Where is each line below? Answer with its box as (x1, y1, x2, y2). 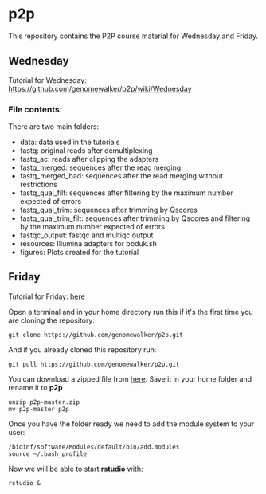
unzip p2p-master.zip (8, 398, 80, 406)
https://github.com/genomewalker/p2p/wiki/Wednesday (8, 84, 193, 93)
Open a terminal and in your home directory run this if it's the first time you (8, 307, 253, 316)
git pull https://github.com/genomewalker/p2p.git (8, 360, 180, 368)
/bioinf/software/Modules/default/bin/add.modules (8, 443, 180, 451)
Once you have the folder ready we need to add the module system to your (8, 419, 255, 429)
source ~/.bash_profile (8, 449, 88, 458)
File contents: (8, 104, 63, 115)
